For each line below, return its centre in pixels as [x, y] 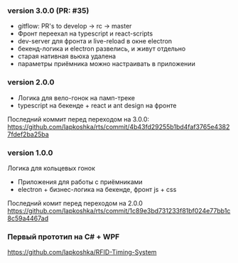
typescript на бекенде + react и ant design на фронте [97, 105]
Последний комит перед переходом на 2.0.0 [75, 203]
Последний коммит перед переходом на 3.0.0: [79, 119]
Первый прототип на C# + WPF [64, 237]
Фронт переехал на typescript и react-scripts [85, 33]
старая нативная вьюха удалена [66, 56]
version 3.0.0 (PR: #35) [48, 11]
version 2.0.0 [31, 82]
